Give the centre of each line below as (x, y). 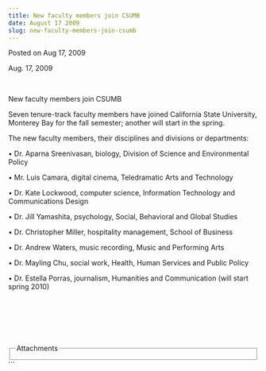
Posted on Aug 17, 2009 (47, 53)
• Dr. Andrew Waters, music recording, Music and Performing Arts (116, 248)
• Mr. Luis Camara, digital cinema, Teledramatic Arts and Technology (121, 178)
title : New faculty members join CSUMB (74, 15)
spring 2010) (29, 287)
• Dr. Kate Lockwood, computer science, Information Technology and (122, 193)
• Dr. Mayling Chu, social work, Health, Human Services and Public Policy (129, 263)
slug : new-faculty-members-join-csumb (72, 30)
